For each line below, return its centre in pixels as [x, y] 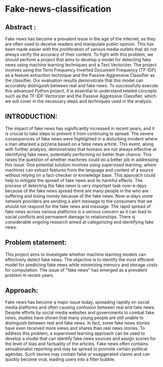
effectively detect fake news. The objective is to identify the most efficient [80, 259]
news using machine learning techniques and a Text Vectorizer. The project [81, 65]
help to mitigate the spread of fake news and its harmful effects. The [74, 180]
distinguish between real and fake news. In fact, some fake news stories [78, 323]
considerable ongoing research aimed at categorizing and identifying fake [79, 222]
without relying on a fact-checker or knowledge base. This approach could [80, 175]
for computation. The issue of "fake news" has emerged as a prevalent [76, 270]
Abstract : [20, 27]
